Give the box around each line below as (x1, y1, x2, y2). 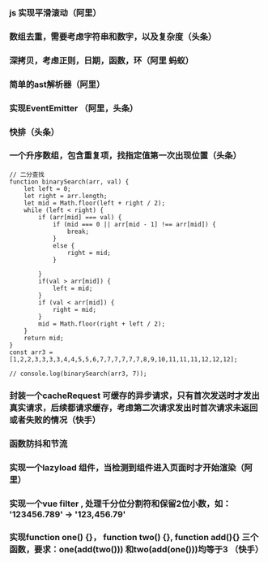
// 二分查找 (9, 171, 45, 179)
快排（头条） (9, 126, 60, 137)
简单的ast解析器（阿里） (9, 79, 105, 90)
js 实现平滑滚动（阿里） (9, 6, 102, 18)
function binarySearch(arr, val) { (9, 177, 130, 186)
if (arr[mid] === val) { (38, 213, 122, 221)
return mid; (23, 334, 64, 342)
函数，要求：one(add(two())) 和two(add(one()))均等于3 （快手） (9, 544, 264, 556)
